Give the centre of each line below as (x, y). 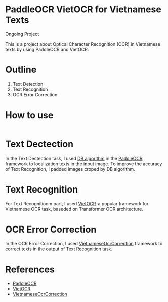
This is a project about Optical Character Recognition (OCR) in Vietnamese (83, 44)
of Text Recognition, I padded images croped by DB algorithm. (70, 169)
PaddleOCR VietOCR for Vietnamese (83, 9)
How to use (29, 115)
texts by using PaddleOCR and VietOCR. (47, 49)
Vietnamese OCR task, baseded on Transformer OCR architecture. (74, 209)
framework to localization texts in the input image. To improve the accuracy (84, 164)
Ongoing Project (22, 34)
